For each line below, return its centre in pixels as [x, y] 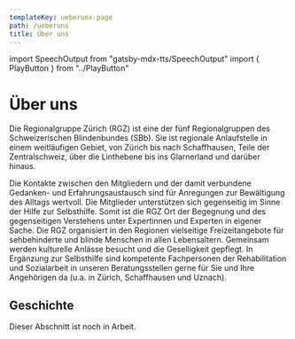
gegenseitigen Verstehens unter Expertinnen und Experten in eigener [136, 221]
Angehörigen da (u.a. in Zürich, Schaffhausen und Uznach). [118, 277]
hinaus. [23, 166]
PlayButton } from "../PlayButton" [69, 68]
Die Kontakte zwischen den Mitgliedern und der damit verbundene [130, 183]
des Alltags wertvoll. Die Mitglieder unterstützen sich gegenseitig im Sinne [145, 202]
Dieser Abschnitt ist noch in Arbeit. [73, 327]
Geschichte [42, 305]
